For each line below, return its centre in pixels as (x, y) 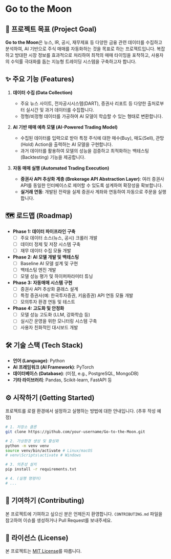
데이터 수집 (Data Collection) (42, 92)
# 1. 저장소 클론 (21, 427)
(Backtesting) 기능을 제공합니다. (53, 157)
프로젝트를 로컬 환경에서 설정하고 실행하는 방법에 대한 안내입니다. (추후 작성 (81, 411)
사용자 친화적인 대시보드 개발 (49, 328)
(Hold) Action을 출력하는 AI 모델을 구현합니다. (67, 144)
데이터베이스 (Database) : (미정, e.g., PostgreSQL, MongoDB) (76, 374)
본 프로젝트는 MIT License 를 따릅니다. (44, 551)
